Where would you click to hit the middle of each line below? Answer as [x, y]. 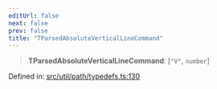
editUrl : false [34, 16]
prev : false [28, 30]
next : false [28, 23]
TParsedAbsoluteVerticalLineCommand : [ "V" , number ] [119, 61]
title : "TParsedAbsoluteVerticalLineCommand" [86, 38]
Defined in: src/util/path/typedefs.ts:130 [74, 76]
